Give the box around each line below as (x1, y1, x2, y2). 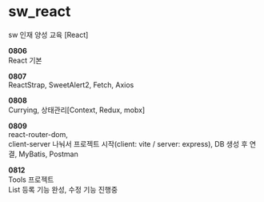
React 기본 (8, 55, 42, 65)
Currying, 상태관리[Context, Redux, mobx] (8, 105, 146, 115)
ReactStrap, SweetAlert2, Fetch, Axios (8, 79, 134, 90)
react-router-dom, (8, 129, 68, 139)
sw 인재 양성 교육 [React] (8, 30, 89, 39)
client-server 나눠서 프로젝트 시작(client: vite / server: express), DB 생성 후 (8, 139, 248, 148)
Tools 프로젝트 (8, 175, 54, 184)
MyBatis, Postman (18, 149, 78, 159)
